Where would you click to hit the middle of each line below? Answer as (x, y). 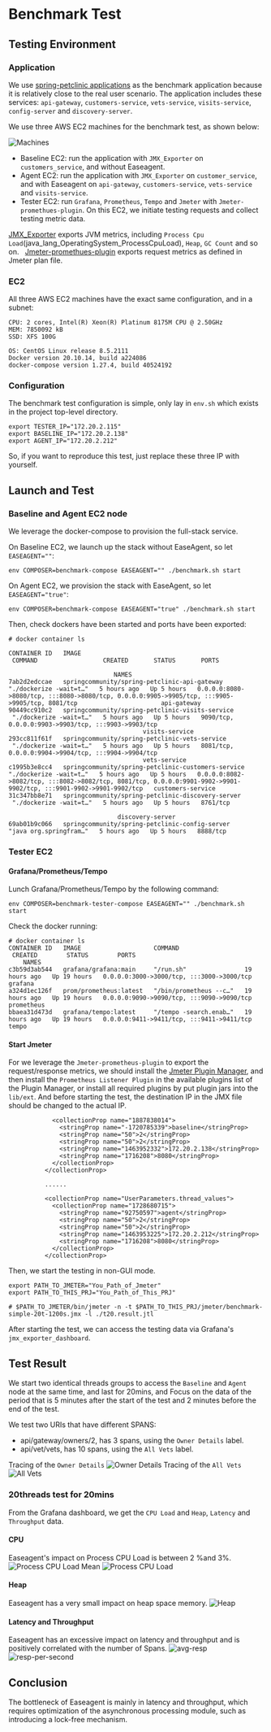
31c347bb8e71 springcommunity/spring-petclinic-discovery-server (125, 796)
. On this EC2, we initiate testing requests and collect (170, 210)
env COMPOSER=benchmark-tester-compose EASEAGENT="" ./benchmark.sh (127, 904)
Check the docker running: (53, 926)
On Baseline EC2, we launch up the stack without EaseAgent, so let (120, 547)
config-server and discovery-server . (71, 111)
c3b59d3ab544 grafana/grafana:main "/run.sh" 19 (130, 970)
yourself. (23, 465)
